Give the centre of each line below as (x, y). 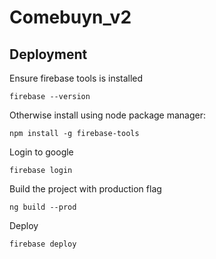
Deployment (48, 54)
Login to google (41, 152)
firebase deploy (43, 244)
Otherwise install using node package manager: (108, 115)
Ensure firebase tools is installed (76, 78)
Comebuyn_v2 (70, 17)
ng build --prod (43, 207)
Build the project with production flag (85, 189)
